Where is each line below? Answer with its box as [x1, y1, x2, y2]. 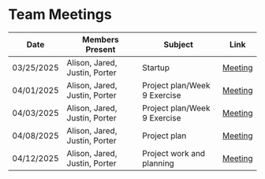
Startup [141, 62, 170, 73]
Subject [163, 39, 193, 50]
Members [82, 34, 120, 45]
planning [141, 158, 175, 169]
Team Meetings [8, 6, 112, 24]
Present [85, 43, 116, 54]
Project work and [141, 147, 206, 158]
